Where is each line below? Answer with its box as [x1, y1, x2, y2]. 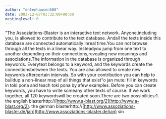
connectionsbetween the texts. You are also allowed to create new [5, 67, 141, 73]
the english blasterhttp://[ [5, 98, 57, 104]
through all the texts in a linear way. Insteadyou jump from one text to [5, 45, 147, 52]
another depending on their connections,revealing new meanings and [5, 51, 147, 57]
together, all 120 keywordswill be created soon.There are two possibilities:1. [5, 93, 159, 99]
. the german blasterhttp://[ [29, 103, 84, 109]
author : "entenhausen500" [5, 7, 58, 12]
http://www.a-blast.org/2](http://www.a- [56, 98, 140, 104]
